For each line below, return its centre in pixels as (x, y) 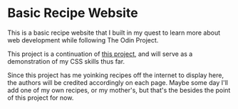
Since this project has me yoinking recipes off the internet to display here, (116, 75)
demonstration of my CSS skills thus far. (66, 61)
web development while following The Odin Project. (83, 40)
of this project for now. (41, 98)
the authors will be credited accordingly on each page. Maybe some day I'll (118, 82)
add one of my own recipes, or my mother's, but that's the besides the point (119, 90)
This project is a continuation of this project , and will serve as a (100, 54)
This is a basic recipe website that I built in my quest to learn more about (114, 33)
